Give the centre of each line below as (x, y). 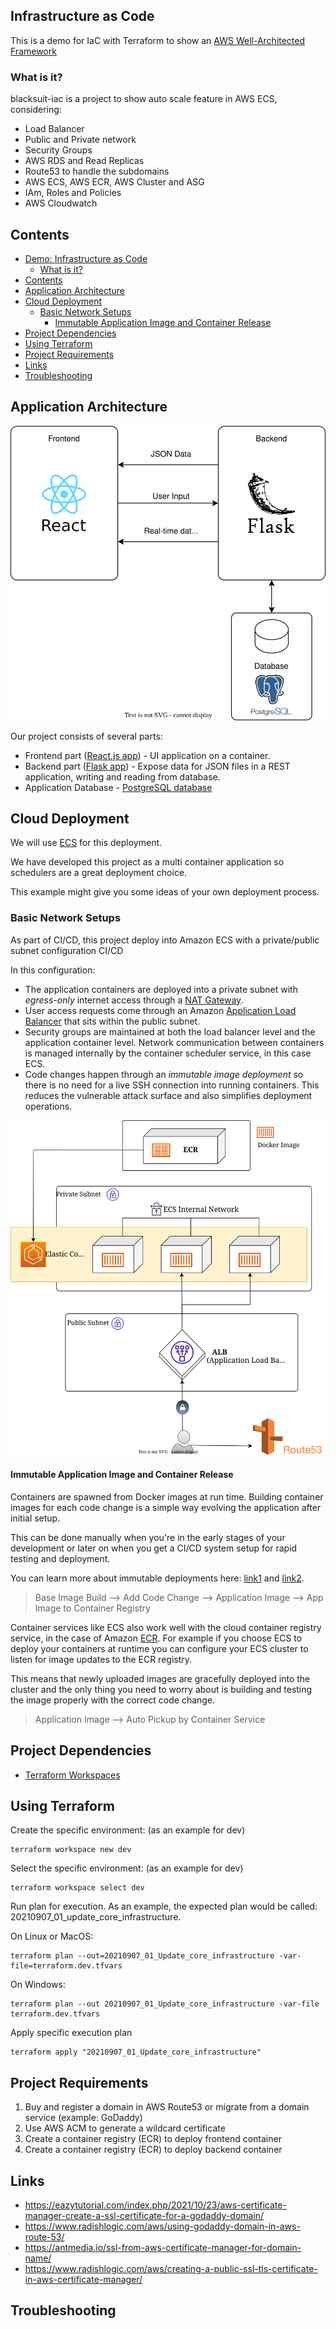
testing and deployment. (60, 1558)
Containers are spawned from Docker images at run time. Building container (167, 1496)
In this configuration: (53, 970)
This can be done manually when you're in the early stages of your (148, 1537)
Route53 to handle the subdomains (97, 171)
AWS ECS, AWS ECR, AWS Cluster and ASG (114, 182)
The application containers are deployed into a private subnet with (161, 989)
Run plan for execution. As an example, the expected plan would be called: (164, 1906)
